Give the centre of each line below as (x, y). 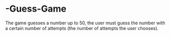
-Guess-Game (36, 9)
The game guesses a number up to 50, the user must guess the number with (85, 23)
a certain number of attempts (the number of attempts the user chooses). (82, 28)
